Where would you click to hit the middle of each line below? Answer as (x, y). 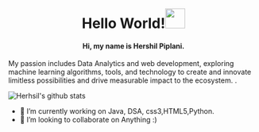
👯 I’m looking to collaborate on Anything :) (88, 120)
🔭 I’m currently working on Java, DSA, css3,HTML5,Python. (117, 111)
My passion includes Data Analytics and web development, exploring (121, 64)
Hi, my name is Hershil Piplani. (133, 46)
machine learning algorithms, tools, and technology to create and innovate (130, 72)
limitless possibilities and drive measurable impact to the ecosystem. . (123, 80)
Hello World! (124, 23)
